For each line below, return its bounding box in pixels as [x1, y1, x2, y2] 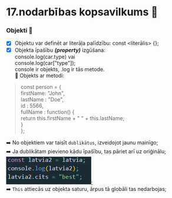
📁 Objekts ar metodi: [14, 72, 65, 79]
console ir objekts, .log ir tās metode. [14, 65, 105, 72]
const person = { [20, 83, 62, 90]
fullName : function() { [20, 108, 75, 115]
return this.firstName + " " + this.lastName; [20, 114, 125, 121]
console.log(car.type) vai [14, 53, 75, 60]
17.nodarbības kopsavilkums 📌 [6, 5, 158, 19]
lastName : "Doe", [20, 95, 64, 103]
